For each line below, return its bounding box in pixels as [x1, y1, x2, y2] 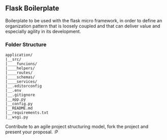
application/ [5, 53, 33, 58]
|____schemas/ [5, 75, 36, 80]
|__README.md [5, 106, 33, 111]
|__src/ [5, 57, 22, 62]
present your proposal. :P [5, 129, 58, 135]
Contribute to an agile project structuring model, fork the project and [5, 124, 149, 130]
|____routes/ [5, 71, 33, 76]
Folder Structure [5, 41, 47, 48]
